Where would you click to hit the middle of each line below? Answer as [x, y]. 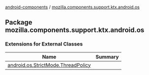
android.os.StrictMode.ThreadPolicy [49, 65]
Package [19, 22]
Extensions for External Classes [44, 44]
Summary [107, 57]
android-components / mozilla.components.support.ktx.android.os [73, 7]
